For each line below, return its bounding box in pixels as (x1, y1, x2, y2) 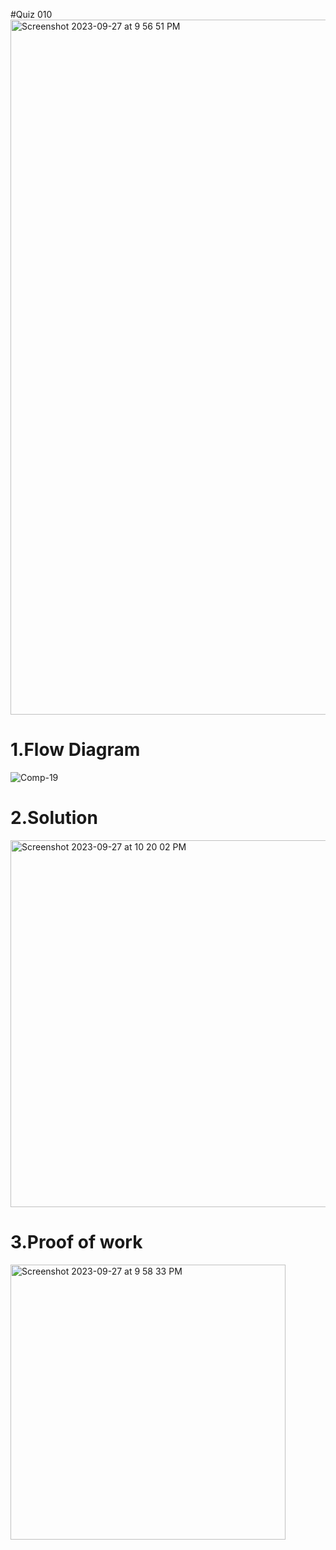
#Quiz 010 (10, 9, 53, 20)
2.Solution (10, 807, 98, 829)
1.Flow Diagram (10, 739, 141, 761)
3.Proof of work (10, 1231, 143, 1254)
